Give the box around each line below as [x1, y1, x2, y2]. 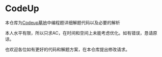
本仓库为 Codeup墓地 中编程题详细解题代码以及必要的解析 [5, 19, 120, 25]
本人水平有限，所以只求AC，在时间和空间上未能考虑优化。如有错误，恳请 [5, 30, 153, 36]
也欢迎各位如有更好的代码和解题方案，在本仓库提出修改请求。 [5, 46, 130, 52]
